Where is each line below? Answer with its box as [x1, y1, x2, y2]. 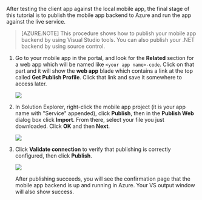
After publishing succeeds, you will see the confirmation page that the [15, 175, 191, 182]
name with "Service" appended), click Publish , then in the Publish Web [15, 110, 194, 117]
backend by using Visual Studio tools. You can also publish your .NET [21, 36, 195, 43]
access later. [15, 80, 47, 87]
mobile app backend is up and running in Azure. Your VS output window [15, 182, 195, 188]
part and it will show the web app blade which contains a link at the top [15, 67, 193, 75]
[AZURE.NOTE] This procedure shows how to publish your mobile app [21, 30, 197, 37]
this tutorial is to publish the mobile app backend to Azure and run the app [6, 12, 192, 19]
